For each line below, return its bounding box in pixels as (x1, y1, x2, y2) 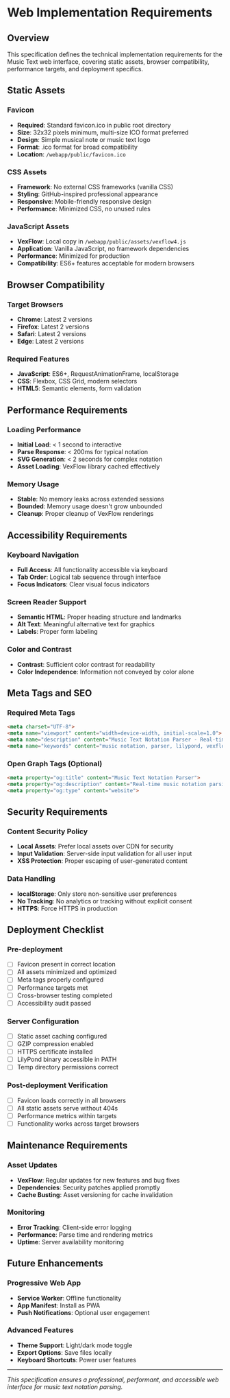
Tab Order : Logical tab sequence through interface (16, 573, 162, 581)
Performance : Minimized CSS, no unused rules (16, 204, 151, 213)
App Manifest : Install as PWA (16, 1301, 101, 1310)
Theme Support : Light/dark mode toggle (16, 1341, 133, 1349)
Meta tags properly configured (16, 975, 104, 984)
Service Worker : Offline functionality (16, 1294, 122, 1302)
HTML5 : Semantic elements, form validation (16, 384, 142, 392)
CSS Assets (7, 167, 47, 176)
